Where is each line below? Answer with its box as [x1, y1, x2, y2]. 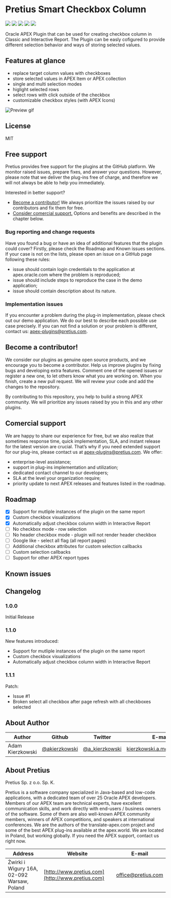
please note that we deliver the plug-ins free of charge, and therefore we [5, 174, 158, 180]
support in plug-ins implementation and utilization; [12, 464, 119, 470]
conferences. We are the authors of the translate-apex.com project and [5, 822, 155, 828]
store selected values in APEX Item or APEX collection [12, 75, 126, 81]
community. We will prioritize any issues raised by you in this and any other [5, 399, 163, 405]
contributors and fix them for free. [12, 205, 84, 211]
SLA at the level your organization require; [12, 475, 101, 481]
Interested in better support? [5, 189, 65, 196]
